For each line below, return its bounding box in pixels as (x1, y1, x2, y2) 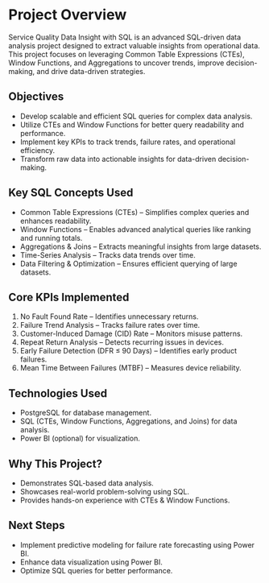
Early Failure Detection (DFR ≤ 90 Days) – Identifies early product (19, 346, 238, 356)
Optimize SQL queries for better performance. (19, 565, 173, 575)
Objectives (8, 90, 64, 104)
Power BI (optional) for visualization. (19, 433, 141, 444)
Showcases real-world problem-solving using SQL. (19, 487, 189, 496)
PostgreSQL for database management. (19, 408, 151, 418)
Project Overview (8, 6, 127, 24)
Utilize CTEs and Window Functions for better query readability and (19, 119, 244, 130)
